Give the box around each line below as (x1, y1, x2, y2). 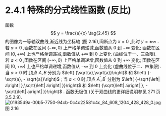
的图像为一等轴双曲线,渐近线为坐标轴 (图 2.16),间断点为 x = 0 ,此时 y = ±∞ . (5, 38, 159, 44)
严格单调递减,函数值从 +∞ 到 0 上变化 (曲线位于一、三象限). (35, 51, 157, 57)
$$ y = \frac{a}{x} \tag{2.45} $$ (50, 30, 116, 36)
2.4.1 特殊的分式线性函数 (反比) (5, 4, 131, 16)
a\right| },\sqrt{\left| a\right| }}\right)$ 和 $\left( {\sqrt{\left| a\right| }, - (5, 82, 148, 88)
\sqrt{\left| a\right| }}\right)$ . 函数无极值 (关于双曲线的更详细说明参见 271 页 (5, 88, 161, 95)
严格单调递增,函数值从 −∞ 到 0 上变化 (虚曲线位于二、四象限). (35, 63, 161, 69)
